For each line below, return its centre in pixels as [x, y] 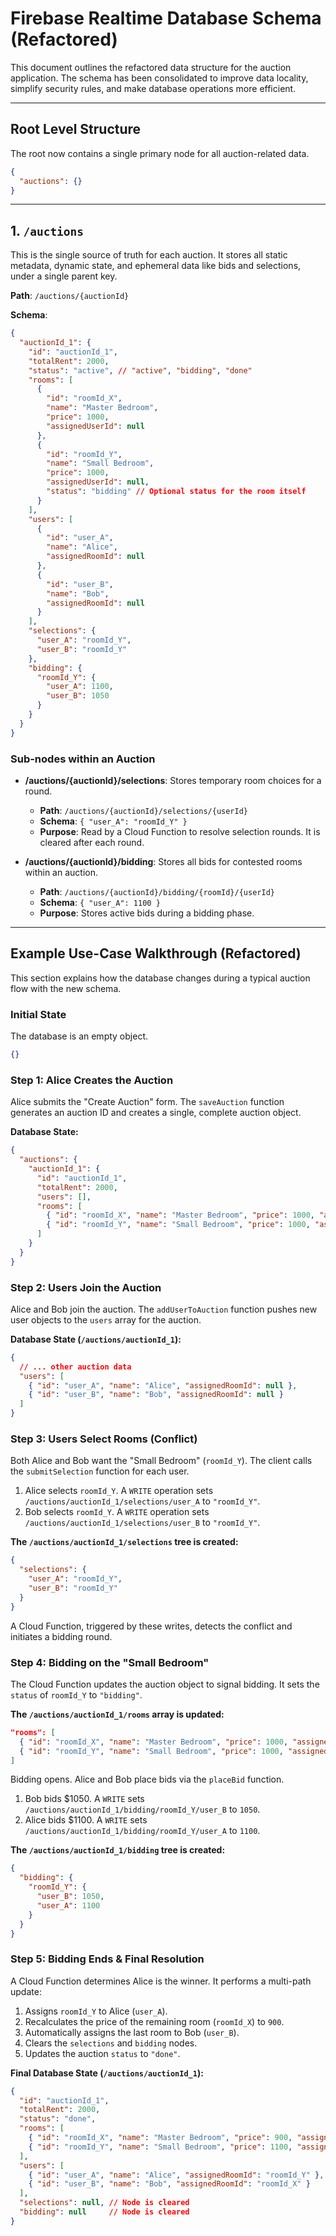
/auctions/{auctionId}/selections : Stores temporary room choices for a [173, 780]
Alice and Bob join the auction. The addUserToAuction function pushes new [164, 1309]
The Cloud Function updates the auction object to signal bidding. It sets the [165, 1684]
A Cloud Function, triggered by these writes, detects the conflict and [151, 1626]
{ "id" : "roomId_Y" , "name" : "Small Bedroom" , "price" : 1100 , [160, 2147]
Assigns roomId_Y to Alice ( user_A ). [96, 2011]
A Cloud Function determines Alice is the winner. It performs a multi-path [161, 1981]
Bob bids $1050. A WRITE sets [84, 1799]
